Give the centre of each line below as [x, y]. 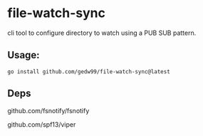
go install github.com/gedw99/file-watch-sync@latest [89, 72]
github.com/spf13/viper [42, 124]
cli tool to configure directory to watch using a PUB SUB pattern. [102, 33]
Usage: [24, 55]
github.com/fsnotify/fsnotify [48, 110]
